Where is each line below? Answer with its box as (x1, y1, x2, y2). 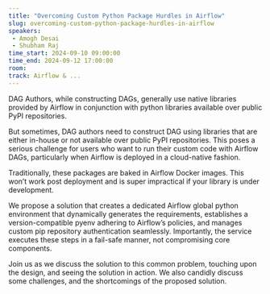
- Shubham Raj (11, 42, 60, 50)
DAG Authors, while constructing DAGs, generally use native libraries (8, 93, 237, 103)
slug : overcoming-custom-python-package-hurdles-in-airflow (8, 19, 215, 27)
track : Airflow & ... (8, 72, 81, 80)
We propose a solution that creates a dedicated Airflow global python (8, 201, 239, 210)
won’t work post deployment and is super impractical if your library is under (8, 176, 260, 186)
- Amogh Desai (11, 34, 60, 43)
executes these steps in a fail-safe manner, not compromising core (8, 234, 231, 244)
